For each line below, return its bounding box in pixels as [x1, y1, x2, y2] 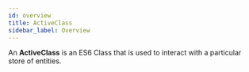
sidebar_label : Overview [8, 26, 90, 34]
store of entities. [8, 56, 62, 66]
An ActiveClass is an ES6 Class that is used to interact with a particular [8, 48, 242, 58]
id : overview [8, 11, 52, 20]
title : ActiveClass [8, 19, 73, 27]
